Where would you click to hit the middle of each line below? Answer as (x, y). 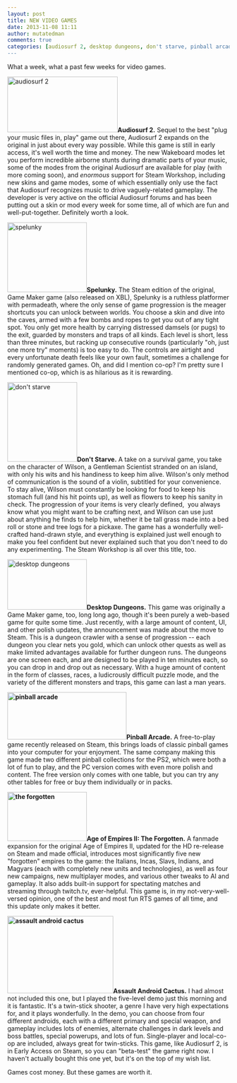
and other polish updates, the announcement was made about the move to (116, 630)
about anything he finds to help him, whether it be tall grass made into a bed (118, 519)
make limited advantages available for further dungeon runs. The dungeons (117, 652)
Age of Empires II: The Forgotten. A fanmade (153, 839)
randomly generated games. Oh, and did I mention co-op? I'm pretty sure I (115, 365)
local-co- (213, 1036)
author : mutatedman (36, 34)
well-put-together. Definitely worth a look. (68, 212)
